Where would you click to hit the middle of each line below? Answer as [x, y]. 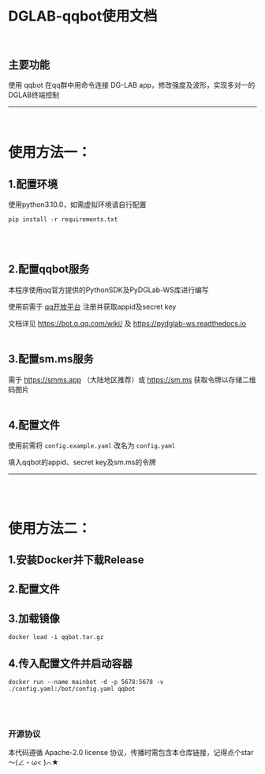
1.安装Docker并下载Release [76, 560]
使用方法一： [50, 153]
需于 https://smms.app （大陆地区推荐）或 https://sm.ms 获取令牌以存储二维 [132, 379]
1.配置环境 [33, 184]
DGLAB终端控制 [34, 95]
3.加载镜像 [34, 618]
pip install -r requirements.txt [63, 220]
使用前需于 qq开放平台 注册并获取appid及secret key [92, 306]
